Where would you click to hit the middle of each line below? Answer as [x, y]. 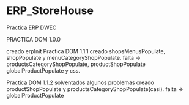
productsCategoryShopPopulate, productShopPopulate [76, 64]
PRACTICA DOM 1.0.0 [34, 39]
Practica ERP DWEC [31, 27]
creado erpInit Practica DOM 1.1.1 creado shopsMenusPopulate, [86, 51]
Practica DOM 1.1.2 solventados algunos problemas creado [80, 82]
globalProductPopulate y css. [43, 70]
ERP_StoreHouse [50, 11]
